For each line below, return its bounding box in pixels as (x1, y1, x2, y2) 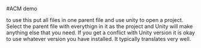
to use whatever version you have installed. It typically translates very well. (6, 36, 191, 42)
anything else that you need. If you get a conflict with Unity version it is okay (6, 29, 195, 36)
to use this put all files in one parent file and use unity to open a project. (6, 17, 184, 23)
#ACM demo (6, 5, 38, 12)
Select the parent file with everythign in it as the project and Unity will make (6, 23, 193, 30)
